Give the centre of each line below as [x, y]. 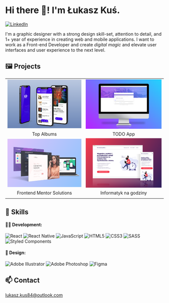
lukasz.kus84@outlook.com [34, 295]
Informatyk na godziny [124, 193]
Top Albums [44, 134]
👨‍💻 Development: [24, 225]
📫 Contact [23, 281]
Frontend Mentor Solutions [44, 193]
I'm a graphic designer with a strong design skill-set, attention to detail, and [83, 34]
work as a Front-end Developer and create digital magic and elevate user [81, 44]
